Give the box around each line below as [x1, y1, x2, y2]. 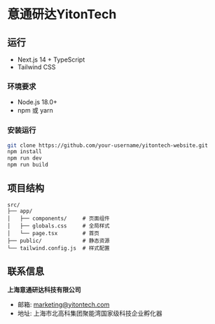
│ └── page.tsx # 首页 [7, 230, 99, 237]
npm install [7, 148, 42, 155]
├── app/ [7, 207, 33, 214]
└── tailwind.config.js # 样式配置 [7, 244, 110, 252]
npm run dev [7, 155, 42, 162]
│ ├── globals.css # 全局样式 [7, 222, 110, 230]
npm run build [7, 162, 49, 169]
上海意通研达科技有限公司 [7, 285, 81, 294]
